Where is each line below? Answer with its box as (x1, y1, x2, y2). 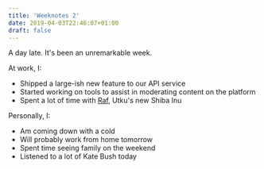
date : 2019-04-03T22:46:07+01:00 (8, 19, 119, 27)
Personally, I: (8, 111, 51, 121)
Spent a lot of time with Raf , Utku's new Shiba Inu (19, 96, 182, 106)
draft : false (8, 26, 52, 34)
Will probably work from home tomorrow (19, 135, 153, 144)
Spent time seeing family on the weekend (19, 144, 156, 153)
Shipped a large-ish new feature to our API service (19, 79, 186, 88)
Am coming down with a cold (19, 126, 115, 136)
